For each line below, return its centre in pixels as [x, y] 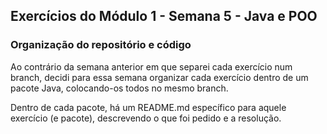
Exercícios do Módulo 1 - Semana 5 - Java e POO [164, 16]
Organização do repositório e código [101, 45]
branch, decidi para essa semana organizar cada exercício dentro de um [159, 77]
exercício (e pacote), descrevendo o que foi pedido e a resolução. [146, 118]
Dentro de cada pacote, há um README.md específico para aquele [148, 107]
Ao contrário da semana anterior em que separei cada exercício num [151, 66]
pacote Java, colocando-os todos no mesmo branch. [119, 88]
